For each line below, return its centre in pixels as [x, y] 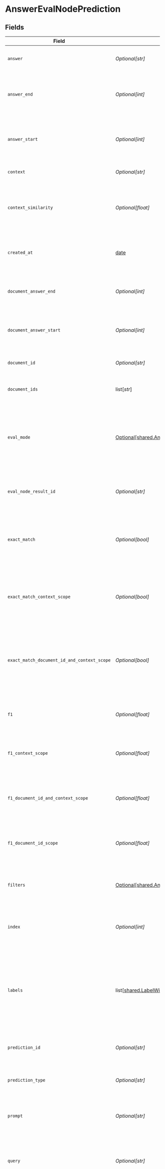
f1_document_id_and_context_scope [48, 798]
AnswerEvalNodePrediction [63, 9]
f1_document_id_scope [33, 843]
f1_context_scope [28, 753]
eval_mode [19, 437]
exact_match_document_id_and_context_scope [59, 660]
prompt [15, 1116]
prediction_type [27, 1080]
